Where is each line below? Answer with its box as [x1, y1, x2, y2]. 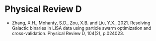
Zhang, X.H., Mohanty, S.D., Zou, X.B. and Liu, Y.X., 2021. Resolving [11, 20, 151, 26]
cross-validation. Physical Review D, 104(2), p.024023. [11, 30, 125, 36]
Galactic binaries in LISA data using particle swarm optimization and [11, 25, 152, 31]
